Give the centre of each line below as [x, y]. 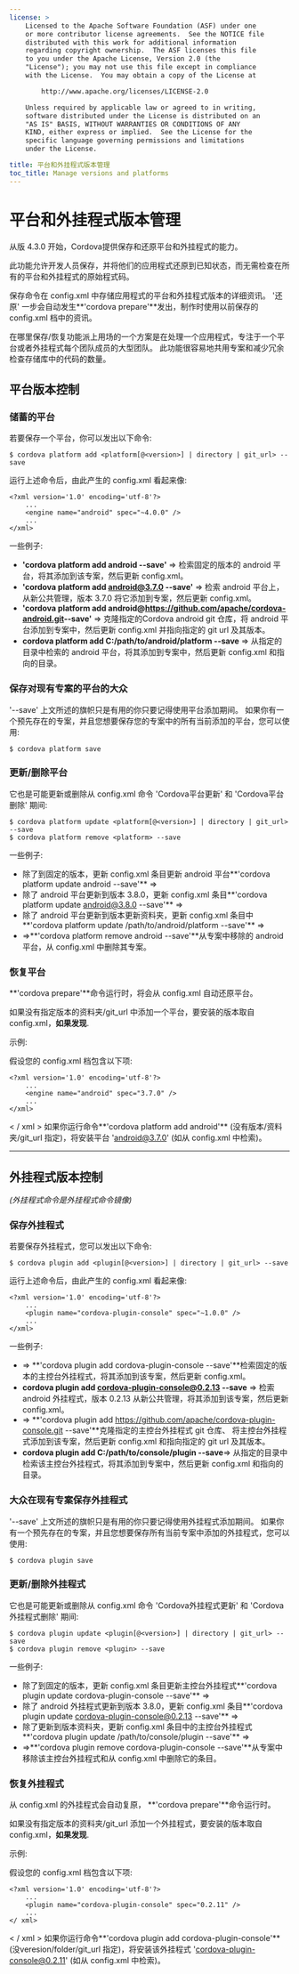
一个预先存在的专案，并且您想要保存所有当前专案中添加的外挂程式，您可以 [153, 1533]
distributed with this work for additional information [131, 42]
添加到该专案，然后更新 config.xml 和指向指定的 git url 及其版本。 [150, 1442]
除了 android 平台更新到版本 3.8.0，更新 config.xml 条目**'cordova [145, 894]
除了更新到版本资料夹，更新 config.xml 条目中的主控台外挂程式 [137, 1727]
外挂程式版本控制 [56, 1177]
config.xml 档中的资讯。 [53, 318]
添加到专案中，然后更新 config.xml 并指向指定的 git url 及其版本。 [150, 630]
